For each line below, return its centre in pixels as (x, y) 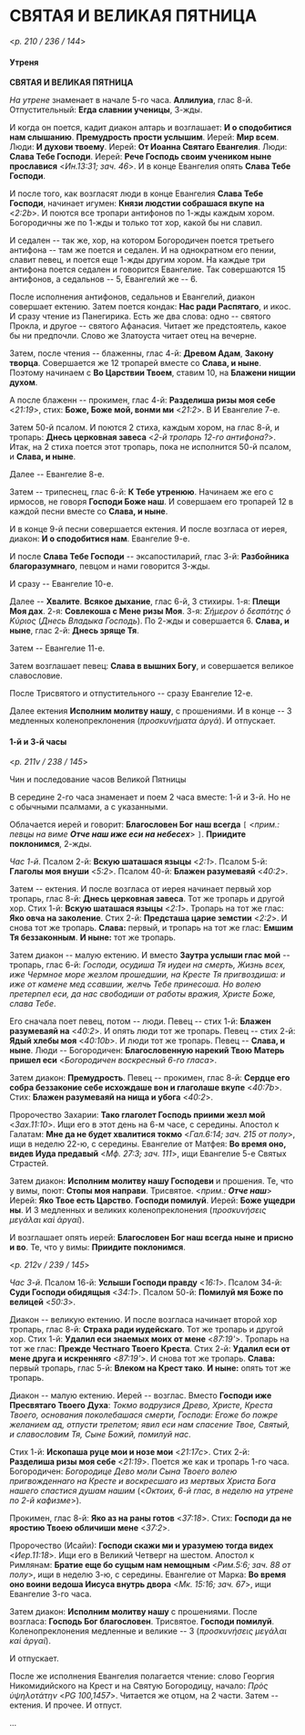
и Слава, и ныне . (43, 456)
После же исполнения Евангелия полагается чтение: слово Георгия (142, 1677)
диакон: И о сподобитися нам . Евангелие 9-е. (100, 538)
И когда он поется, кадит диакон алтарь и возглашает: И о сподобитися (151, 128)
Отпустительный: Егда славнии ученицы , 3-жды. (106, 110)
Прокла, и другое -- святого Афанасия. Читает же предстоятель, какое (148, 326)
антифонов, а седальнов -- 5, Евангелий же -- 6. (104, 279)
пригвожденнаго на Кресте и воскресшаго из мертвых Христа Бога (142, 1481)
